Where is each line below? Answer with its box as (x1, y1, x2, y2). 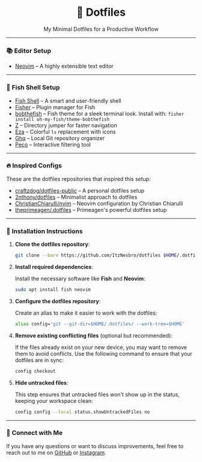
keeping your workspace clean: (14, 397, 93, 404)
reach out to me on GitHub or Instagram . (6, 449, 106, 456)
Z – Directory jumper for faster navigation (14, 121, 117, 129)
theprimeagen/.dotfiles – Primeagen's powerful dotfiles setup (14, 206, 167, 213)
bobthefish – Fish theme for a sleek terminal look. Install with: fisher (14, 110, 185, 117)
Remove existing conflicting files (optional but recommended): (14, 332, 173, 339)
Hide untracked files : (14, 379, 69, 386)
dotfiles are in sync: (14, 356, 64, 364)
